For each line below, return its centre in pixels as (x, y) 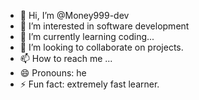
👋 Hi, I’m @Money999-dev (74, 15)
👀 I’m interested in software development (104, 26)
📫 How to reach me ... (66, 58)
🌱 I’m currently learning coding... (87, 36)
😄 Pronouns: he (53, 73)
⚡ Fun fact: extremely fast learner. (89, 84)
